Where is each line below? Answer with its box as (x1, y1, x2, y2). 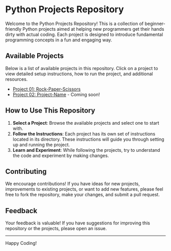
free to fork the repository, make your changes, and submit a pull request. (5, 192, 160, 198)
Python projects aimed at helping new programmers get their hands (22, 26, 164, 32)
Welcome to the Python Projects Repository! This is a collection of (5, 20, 144, 27)
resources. (5, 76, 28, 82)
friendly (5, 26, 22, 32)
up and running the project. (12, 142, 70, 148)
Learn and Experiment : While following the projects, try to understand (12, 147, 160, 153)
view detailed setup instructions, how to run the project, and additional (5, 71, 153, 77)
